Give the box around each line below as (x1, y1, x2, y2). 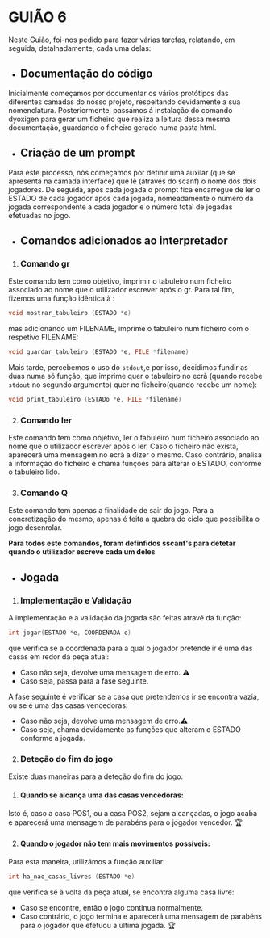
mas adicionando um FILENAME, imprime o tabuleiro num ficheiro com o (8, 324, 250, 334)
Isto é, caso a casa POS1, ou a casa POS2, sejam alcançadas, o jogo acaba (8, 808, 258, 818)
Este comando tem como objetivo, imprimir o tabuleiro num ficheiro (8, 276, 232, 286)
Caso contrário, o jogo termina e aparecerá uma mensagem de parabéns (19, 911, 262, 921)
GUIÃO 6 (8, 8, 67, 27)
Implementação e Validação (19, 595, 131, 606)
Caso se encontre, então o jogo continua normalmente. (19, 902, 204, 912)
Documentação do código (19, 67, 153, 81)
